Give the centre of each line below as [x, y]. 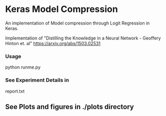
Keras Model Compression [62, 9]
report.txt [15, 91]
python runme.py [23, 67]
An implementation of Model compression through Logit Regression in [77, 23]
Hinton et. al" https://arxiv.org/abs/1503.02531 [53, 43]
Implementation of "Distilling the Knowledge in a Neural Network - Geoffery [83, 38]
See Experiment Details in [37, 80]
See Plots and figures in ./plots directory [70, 107]
